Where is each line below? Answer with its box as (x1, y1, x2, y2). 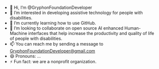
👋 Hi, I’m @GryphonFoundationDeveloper (9, 5, 92, 10)
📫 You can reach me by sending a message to (9, 41, 104, 47)
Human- (124, 25, 141, 31)
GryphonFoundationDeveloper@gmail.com (9, 48, 96, 53)
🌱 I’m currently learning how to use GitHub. (9, 20, 96, 26)
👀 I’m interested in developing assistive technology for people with (9, 10, 143, 16)
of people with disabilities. (9, 35, 62, 41)
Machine (9, 31, 28, 36)
